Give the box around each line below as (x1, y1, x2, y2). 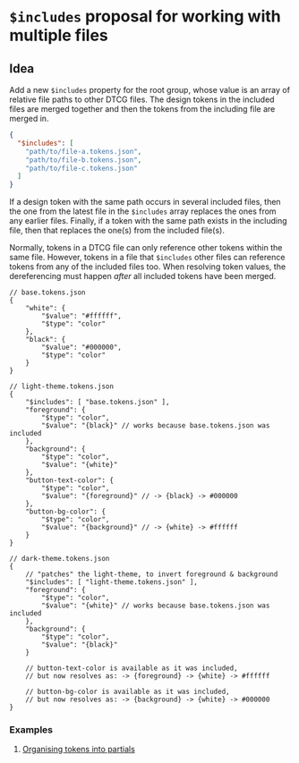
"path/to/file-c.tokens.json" (25, 164, 139, 173)
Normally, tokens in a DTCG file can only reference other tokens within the (9, 242, 283, 253)
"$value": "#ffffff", (41, 311, 123, 321)
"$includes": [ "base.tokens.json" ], (25, 398, 170, 407)
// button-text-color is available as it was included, (25, 664, 239, 673)
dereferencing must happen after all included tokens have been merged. (9, 271, 277, 282)
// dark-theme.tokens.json (9, 555, 110, 564)
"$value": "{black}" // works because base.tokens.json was (41, 421, 270, 430)
